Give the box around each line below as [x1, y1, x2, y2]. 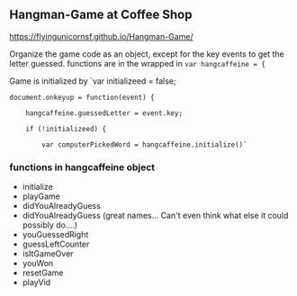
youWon [22, 258, 54, 269]
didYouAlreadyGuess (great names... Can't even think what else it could [22, 211, 289, 221]
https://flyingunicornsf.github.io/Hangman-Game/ [9, 31, 193, 41]
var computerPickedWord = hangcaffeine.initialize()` [41, 139, 247, 149]
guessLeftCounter [22, 238, 90, 250]
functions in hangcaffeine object [9, 161, 156, 174]
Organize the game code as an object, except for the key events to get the [9, 49, 285, 59]
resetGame [22, 267, 64, 278]
